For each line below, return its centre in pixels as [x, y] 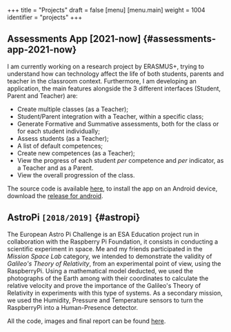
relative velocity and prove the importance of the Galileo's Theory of [104, 285]
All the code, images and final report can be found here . [87, 321]
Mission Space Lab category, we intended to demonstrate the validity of [110, 256]
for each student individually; [58, 131]
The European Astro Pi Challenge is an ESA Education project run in [103, 234]
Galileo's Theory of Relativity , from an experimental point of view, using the [114, 263]
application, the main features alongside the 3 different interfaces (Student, [114, 88]
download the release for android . [55, 195]
